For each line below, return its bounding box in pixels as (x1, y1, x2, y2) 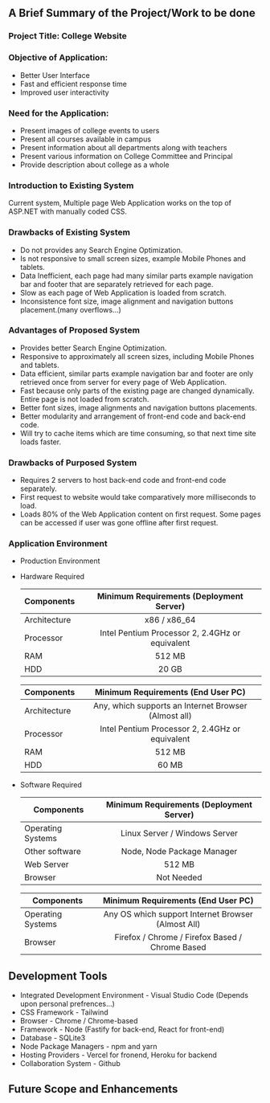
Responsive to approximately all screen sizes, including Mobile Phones (19, 351, 255, 361)
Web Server (23, 859, 70, 870)
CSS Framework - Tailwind (19, 1007, 108, 1017)
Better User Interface (19, 70, 90, 80)
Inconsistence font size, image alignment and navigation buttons (19, 296, 234, 306)
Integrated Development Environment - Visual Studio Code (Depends (19, 991, 249, 1000)
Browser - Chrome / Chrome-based (19, 1016, 138, 1026)
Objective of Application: (8, 52, 108, 63)
